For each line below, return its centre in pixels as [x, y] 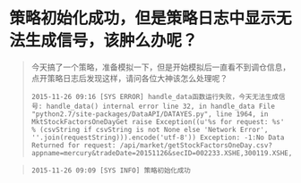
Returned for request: [73, 145]
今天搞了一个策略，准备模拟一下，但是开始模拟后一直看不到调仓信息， [161, 67]
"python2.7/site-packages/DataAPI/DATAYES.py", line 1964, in [150, 114]
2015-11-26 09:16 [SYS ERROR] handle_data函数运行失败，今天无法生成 [155, 96]
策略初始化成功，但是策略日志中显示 [143, 18]
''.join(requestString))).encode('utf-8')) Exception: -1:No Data [158, 137]
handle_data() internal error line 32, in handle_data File [161, 106]
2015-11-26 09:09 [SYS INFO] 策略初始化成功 [111, 171]
